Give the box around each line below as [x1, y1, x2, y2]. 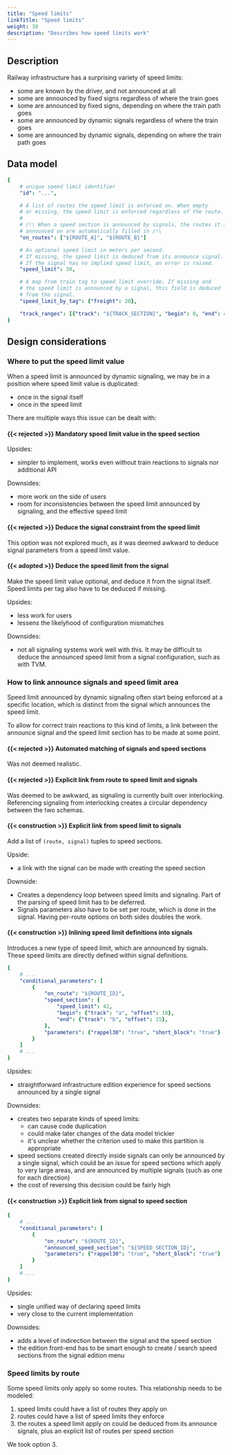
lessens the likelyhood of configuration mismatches [17, 619, 164, 627]
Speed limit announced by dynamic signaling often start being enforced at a [7, 693, 223, 702]
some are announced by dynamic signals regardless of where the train [17, 116, 218, 125]
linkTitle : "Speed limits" [7, 17, 85, 24]
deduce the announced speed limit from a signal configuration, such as [17, 652, 220, 661]
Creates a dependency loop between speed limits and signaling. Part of [17, 890, 221, 899]
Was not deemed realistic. [7, 760, 81, 768]
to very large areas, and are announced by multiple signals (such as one [17, 1166, 223, 1175]
